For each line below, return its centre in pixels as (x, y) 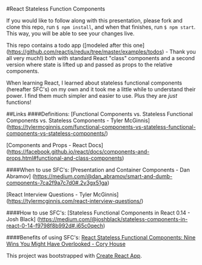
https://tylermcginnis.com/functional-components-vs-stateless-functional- (102, 127)
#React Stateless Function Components (56, 9)
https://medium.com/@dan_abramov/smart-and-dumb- (103, 176)
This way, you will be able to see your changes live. (70, 33)
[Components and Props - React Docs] (55, 145)
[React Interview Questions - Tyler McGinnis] (62, 194)
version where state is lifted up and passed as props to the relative (89, 64)
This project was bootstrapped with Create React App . (74, 256)
